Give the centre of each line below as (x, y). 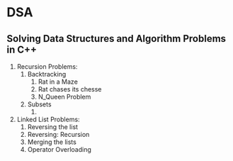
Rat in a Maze (58, 82)
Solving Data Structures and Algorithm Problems (116, 39)
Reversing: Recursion (58, 134)
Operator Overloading (59, 149)
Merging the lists (52, 142)
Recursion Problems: (47, 67)
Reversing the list (53, 127)
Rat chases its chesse (70, 89)
